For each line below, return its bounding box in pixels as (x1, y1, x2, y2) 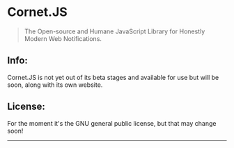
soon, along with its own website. (7, 81, 103, 89)
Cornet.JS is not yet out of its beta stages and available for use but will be (7, 73, 219, 81)
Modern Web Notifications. (24, 34, 102, 42)
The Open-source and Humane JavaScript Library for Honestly (24, 27, 205, 35)
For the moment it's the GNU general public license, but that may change (7, 119, 217, 127)
